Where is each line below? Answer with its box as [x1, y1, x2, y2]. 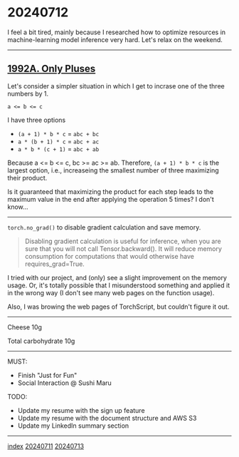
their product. [7, 173, 48, 182]
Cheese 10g [7, 322, 43, 332]
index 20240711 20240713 [7, 441, 84, 450]
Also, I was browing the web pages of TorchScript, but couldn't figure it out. [7, 302, 230, 311]
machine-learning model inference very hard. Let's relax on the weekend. [7, 35, 223, 43]
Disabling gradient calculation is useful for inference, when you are [24, 237, 222, 245]
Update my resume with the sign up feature [17, 406, 145, 414]
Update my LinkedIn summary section [17, 421, 129, 430]
